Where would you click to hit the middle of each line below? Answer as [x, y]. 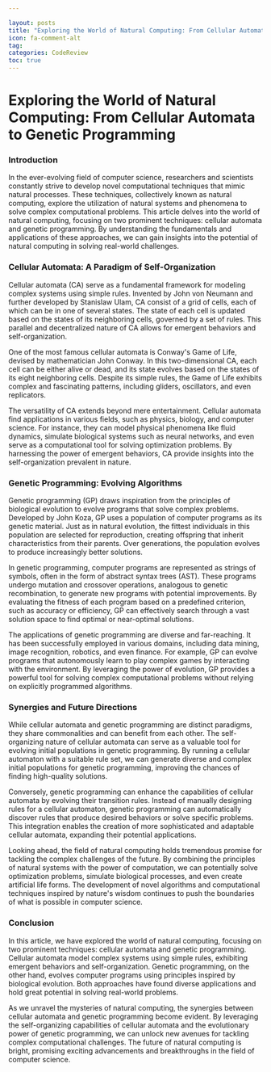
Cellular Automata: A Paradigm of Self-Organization [112, 267]
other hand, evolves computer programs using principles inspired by [122, 975]
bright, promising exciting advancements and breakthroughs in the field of [132, 1050]
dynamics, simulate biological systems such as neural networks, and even [131, 436]
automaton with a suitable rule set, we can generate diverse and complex [130, 759]
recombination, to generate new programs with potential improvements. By [133, 594]
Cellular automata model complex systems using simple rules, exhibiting [128, 957]
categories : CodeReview [48, 53]
